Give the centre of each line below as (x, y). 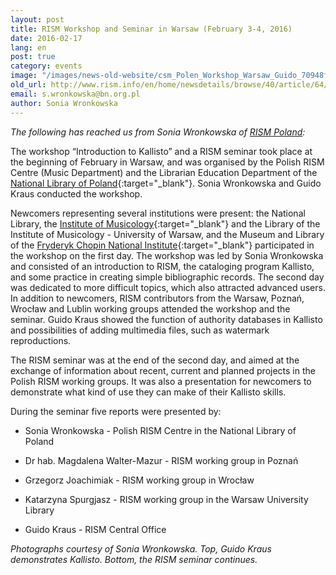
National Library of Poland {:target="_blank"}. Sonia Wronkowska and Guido (166, 183)
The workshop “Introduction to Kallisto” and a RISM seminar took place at (161, 151)
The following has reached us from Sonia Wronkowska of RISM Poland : (158, 132)
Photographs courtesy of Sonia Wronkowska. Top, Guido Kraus (141, 548)
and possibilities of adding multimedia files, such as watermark (140, 330)
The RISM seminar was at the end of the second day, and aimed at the (155, 360)
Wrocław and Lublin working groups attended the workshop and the (150, 308)
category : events (46, 66)
